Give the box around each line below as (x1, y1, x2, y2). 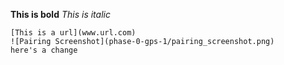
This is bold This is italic (10, 9, 111, 20)
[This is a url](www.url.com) (10, 28, 137, 38)
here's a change (10, 45, 78, 55)
